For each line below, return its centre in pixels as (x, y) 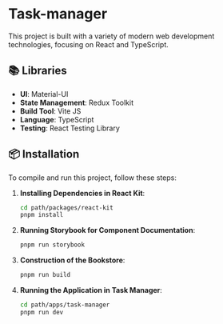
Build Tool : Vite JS (50, 111)
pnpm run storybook (52, 245)
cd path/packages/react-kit (66, 208)
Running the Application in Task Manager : (91, 290)
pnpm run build (45, 275)
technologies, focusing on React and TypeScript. (89, 44)
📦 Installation (44, 154)
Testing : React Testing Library (70, 128)
